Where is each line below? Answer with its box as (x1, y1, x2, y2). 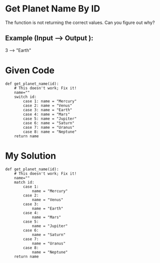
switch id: (14, 94, 37, 99)
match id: (14, 180, 35, 185)
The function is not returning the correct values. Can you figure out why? (5, 19, 155, 25)
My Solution (5, 150, 56, 161)
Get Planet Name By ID (5, 3, 101, 14)
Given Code (5, 64, 55, 76)
